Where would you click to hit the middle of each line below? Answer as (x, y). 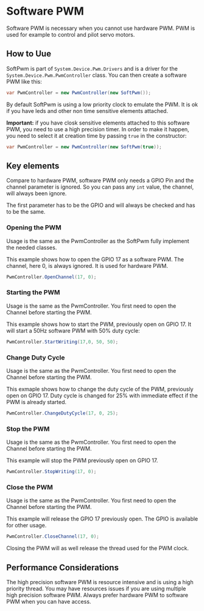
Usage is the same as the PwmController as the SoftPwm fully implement (98, 241)
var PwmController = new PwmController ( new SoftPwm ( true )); (84, 147)
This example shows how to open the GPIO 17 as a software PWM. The (95, 259)
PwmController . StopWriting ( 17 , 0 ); (51, 472)
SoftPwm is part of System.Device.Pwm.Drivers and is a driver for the (92, 68)
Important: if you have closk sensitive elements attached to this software (98, 123)
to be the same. (26, 212)
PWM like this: (24, 81)
